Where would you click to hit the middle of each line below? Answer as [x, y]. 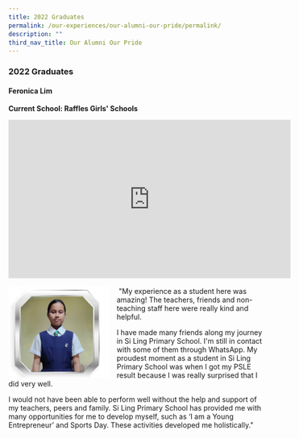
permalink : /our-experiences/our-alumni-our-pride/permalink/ [115, 25]
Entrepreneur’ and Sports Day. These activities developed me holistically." [131, 425]
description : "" [35, 34]
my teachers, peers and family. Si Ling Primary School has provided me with [135, 408]
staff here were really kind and [198, 308]
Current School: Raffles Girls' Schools [73, 109]
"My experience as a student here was [183, 291]
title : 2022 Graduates [46, 17]
